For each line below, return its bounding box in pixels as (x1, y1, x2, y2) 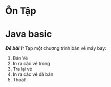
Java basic (5, 28, 52, 40)
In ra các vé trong (12, 61, 50, 67)
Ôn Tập (5, 5, 37, 17)
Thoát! (12, 77, 27, 83)
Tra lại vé (12, 66, 32, 72)
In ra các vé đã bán (12, 71, 54, 77)
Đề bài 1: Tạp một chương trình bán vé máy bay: (5, 45, 106, 51)
